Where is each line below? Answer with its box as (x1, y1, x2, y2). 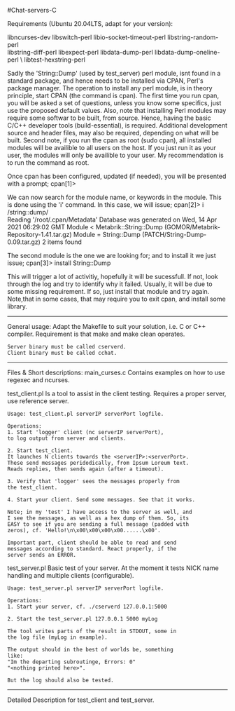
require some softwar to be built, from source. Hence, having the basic (7, 114, 211, 122)
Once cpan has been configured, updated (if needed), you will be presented (7, 172, 227, 180)
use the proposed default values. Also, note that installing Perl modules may (7, 107, 227, 114)
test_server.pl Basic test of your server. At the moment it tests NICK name (7, 564, 219, 572)
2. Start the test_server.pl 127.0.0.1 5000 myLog (7, 616, 158, 623)
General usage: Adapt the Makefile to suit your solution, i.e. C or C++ (7, 323, 206, 330)
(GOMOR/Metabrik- (164, 223, 221, 231)
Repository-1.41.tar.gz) (7, 231, 72, 238)
